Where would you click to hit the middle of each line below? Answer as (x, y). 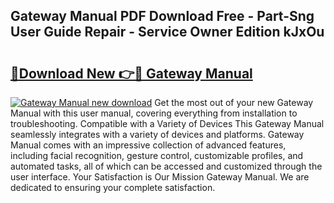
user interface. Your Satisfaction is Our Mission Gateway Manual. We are (160, 177)
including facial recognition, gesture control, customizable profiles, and (157, 155)
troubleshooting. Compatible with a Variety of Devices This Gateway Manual (167, 123)
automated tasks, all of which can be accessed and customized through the (166, 166)
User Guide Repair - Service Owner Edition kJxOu (167, 32)
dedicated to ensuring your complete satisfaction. (113, 187)
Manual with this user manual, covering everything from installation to (154, 113)
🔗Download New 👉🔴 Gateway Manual (131, 73)
